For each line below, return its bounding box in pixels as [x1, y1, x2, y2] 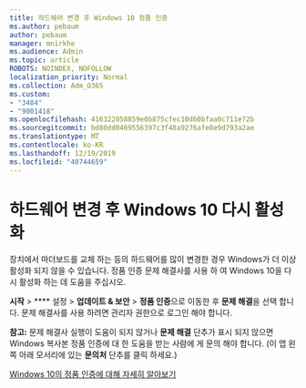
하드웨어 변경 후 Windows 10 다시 [9, 199, 251, 220]
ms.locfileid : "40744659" [9, 157, 107, 167]
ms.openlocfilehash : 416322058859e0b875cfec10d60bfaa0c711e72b [9, 115, 255, 124]
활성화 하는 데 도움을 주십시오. [18, 277, 127, 288]
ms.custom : [9, 89, 51, 98]
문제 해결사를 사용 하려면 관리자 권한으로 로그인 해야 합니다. [21, 307, 233, 319]
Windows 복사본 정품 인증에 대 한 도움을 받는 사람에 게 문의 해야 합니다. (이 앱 [9, 338, 287, 349]
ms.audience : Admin [9, 47, 84, 56]
